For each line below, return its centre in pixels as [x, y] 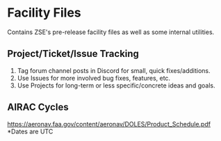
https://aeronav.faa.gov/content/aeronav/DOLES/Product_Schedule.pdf [109, 124]
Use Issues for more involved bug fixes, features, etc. [94, 78]
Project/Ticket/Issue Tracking [73, 54]
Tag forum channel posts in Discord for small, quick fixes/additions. [114, 70]
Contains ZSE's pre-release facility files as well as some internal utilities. [111, 32]
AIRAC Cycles [38, 107]
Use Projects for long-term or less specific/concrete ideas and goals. [116, 85]
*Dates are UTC [30, 131]
